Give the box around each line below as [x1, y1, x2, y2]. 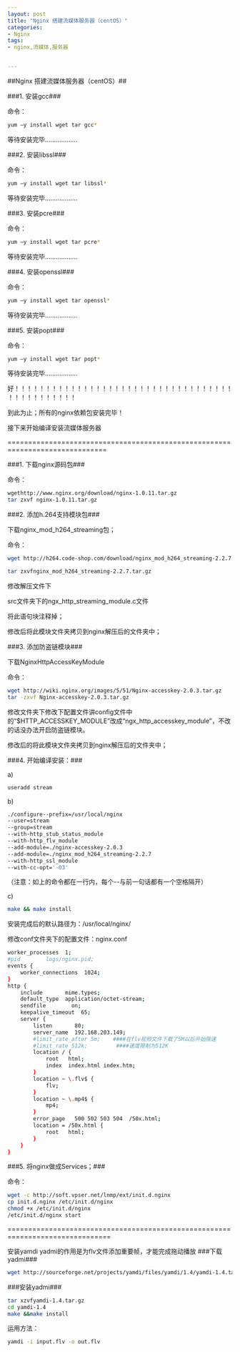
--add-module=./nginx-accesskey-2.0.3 [7, 844, 123, 851]
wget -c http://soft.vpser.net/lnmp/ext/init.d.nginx [7, 1192, 171, 1199]
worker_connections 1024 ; [20, 969, 101, 976]
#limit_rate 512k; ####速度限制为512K [33, 1042, 169, 1050]
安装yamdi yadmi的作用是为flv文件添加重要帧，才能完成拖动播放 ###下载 [7, 1247, 223, 1255]
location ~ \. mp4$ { [33, 1095, 94, 1102]
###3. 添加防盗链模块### [7, 642, 83, 651]
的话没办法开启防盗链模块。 [7, 725, 89, 734]
